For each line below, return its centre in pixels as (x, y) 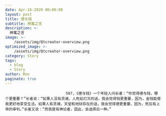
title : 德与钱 (19, 19)
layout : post (19, 14)
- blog (16, 65)
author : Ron (17, 74)
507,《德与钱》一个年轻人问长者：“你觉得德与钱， (110, 93)
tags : (11, 60)
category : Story (22, 56)
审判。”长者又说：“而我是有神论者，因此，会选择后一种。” (62, 109)
